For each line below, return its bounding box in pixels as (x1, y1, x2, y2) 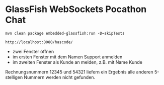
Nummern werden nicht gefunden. (24, 74, 96, 80)
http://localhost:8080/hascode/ (5, 39, 73, 45)
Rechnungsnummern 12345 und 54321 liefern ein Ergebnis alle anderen (5, 69, 153, 75)
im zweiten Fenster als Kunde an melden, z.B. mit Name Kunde (12, 59, 142, 65)
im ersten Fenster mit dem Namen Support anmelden (12, 54, 123, 60)
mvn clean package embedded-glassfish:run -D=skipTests (5, 31, 125, 36)
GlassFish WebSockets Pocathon (5, 4, 147, 15)
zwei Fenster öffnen (12, 48, 54, 54)
